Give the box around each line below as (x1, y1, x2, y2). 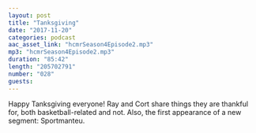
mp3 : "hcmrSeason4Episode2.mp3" (8, 48, 115, 56)
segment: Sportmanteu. (8, 116, 85, 125)
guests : (8, 77, 34, 85)
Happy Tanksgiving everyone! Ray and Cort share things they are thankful (8, 99, 249, 109)
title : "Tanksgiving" (8, 19, 80, 27)
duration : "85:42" (8, 56, 69, 64)
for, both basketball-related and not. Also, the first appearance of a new (8, 107, 242, 116)
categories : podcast (8, 33, 77, 42)
